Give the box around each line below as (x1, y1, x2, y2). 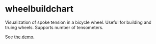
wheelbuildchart (5, 3, 74, 15)
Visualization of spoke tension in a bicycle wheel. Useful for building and (5, 19, 152, 25)
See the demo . (5, 34, 35, 40)
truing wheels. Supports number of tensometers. (5, 24, 104, 30)
